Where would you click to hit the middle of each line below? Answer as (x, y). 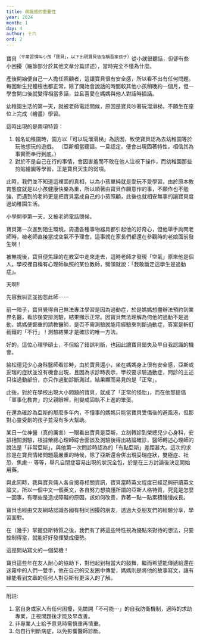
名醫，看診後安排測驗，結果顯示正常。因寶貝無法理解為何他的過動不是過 (100, 317)
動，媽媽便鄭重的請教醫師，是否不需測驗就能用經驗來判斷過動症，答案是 (95, 324)
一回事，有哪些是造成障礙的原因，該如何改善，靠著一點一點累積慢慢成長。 (97, 497)
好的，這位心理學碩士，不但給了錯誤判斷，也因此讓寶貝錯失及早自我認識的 (97, 344)
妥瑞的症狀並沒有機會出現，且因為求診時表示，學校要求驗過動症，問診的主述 (100, 372)
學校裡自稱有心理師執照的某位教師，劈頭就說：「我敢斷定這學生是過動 (101, 264)
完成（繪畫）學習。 (40, 113)
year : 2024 (20, 17)
